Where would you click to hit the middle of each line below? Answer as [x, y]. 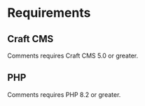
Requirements [49, 13]
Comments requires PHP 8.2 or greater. [64, 94]
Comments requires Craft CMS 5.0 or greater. [73, 55]
